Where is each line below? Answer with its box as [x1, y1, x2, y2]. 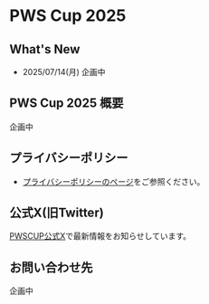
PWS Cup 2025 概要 [9, 96, 124, 111]
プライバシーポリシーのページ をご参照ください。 [22, 176, 205, 186]
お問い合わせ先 [9, 260, 93, 275]
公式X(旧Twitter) [9, 205, 104, 221]
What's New [9, 42, 81, 57]
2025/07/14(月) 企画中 [22, 67, 106, 77]
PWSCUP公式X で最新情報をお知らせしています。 [9, 231, 192, 242]
